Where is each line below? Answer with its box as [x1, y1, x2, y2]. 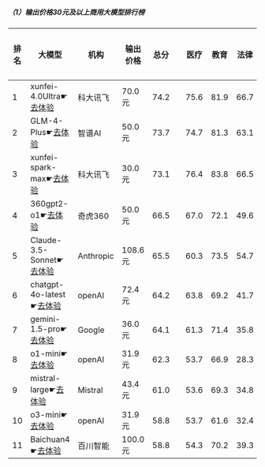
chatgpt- [30, 278, 65, 290]
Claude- [30, 234, 62, 245]
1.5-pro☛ [30, 323, 68, 334]
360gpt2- [30, 198, 69, 209]
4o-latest [30, 289, 66, 300]
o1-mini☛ [30, 348, 69, 359]
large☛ [30, 383, 57, 394]
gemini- [30, 313, 61, 324]
